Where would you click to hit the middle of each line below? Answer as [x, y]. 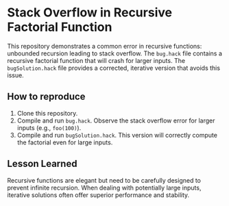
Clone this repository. [47, 113]
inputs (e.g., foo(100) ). [49, 127]
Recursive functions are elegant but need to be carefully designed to [104, 180]
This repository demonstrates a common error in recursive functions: [105, 46]
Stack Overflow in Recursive [90, 13]
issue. [15, 75]
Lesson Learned [42, 164]
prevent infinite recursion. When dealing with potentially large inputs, [104, 188]
